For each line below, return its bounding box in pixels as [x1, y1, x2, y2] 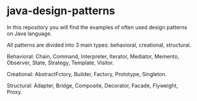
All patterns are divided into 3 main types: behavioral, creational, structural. [7, 41, 192, 48]
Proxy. [7, 88, 23, 95]
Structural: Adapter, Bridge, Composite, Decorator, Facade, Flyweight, [7, 82, 178, 89]
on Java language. [7, 30, 52, 37]
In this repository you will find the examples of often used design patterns [7, 24, 187, 31]
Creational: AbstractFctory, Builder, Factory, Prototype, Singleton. [7, 70, 167, 77]
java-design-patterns [7, 4, 115, 18]
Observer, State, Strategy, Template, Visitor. [7, 59, 114, 66]
